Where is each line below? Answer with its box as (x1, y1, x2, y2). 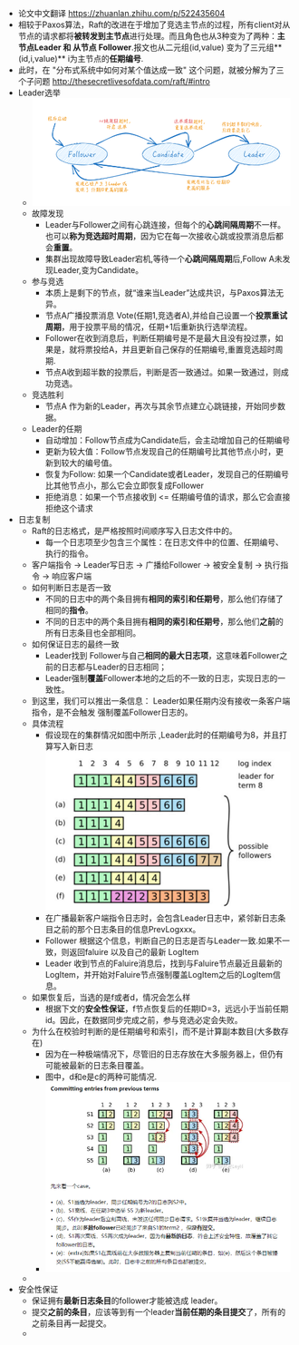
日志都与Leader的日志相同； (61, 661, 168, 672)
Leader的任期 (31, 423, 82, 434)
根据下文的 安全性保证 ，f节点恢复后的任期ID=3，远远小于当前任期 (44, 1003, 289, 1014)
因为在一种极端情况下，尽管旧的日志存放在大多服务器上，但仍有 (44, 1048, 284, 1059)
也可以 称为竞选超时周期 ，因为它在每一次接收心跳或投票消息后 (44, 230, 276, 241)
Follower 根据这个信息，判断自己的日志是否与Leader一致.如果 (44, 935, 275, 946)
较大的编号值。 (61, 457, 118, 468)
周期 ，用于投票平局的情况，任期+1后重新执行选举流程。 (44, 321, 253, 332)
